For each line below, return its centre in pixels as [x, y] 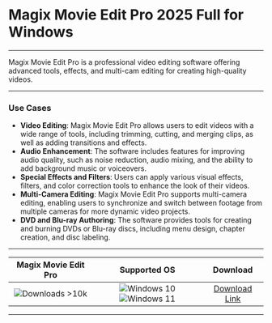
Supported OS [147, 270]
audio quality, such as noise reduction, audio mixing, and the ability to [136, 160]
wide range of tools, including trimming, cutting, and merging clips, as [136, 134]
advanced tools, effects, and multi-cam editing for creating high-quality [127, 70]
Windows [41, 32]
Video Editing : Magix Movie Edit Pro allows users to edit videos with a [137, 125]
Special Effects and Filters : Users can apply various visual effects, [132, 177]
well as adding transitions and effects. [83, 142]
